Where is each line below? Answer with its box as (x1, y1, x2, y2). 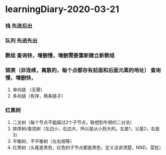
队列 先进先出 (5, 37, 38, 44)
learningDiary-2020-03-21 (5, 4, 119, 15)
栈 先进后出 (5, 23, 33, 30)
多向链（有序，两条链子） (12, 93, 66, 99)
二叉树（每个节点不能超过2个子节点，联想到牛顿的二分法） (12, 119, 135, 125)
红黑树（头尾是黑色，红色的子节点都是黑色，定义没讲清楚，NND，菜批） (12, 144, 163, 150)
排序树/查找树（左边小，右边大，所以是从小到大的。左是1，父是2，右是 (12, 125, 160, 131)
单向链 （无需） (12, 87, 45, 93)
